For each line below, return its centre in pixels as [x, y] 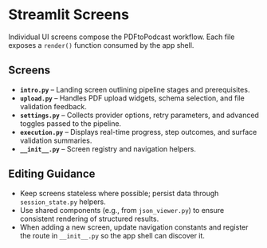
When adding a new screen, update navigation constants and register [134, 227]
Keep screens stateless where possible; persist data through [119, 193]
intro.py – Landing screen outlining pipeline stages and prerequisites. [135, 89]
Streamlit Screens [69, 15]
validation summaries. [56, 140]
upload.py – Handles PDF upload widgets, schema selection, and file [132, 98]
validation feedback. [53, 106]
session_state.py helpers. [63, 202]
